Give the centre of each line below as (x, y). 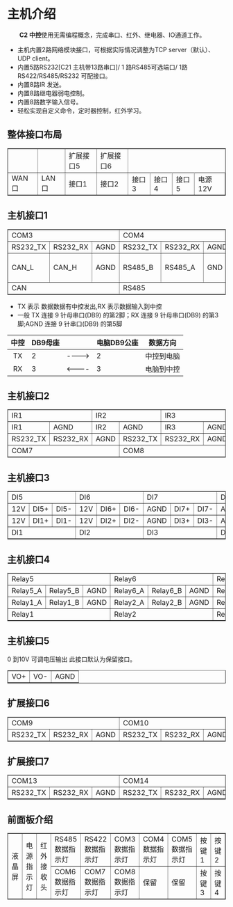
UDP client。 (35, 58)
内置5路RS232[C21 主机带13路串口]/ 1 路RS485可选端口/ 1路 (103, 67)
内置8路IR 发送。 (41, 84)
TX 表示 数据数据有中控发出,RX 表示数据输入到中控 (89, 306)
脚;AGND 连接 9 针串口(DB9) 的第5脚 (70, 324)
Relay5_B (64, 591)
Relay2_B (167, 602)
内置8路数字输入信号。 (50, 102)
